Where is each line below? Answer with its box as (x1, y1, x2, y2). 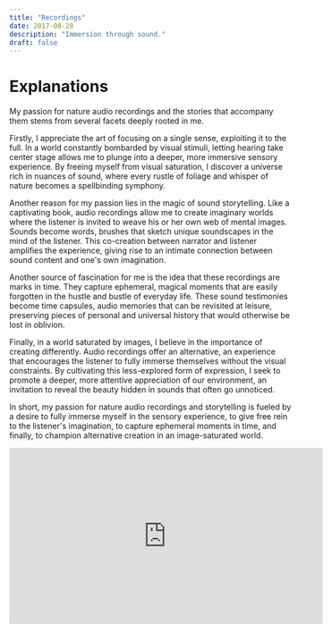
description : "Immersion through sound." (9, 29, 166, 38)
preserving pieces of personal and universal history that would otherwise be (9, 310, 291, 321)
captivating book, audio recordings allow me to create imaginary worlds (9, 207, 274, 218)
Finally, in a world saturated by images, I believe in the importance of (9, 337, 263, 348)
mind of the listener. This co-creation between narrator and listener (9, 236, 258, 247)
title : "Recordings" (9, 13, 87, 22)
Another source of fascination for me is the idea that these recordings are (9, 272, 280, 282)
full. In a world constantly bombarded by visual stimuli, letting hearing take (9, 142, 284, 153)
